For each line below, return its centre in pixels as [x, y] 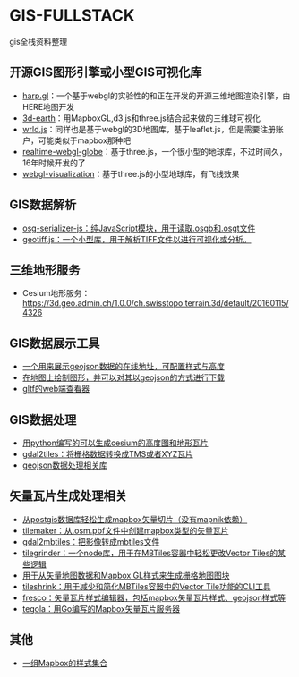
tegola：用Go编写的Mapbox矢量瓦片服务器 [101, 608]
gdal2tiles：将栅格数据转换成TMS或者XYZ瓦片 [108, 454]
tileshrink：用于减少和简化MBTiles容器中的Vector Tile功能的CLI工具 [146, 586]
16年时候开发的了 [54, 163]
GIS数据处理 [43, 420]
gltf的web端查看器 [56, 389]
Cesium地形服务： [56, 293]
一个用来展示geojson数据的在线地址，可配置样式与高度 [124, 367]
